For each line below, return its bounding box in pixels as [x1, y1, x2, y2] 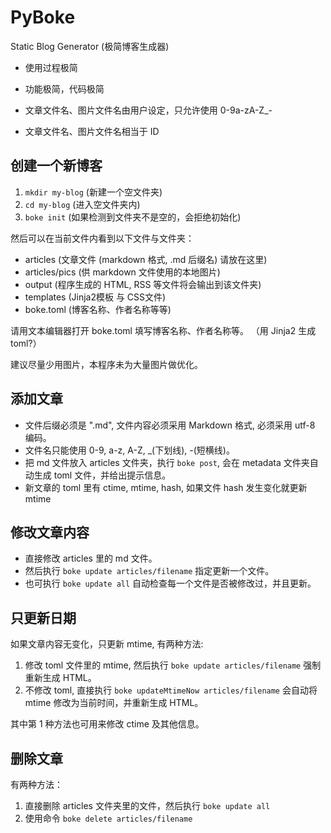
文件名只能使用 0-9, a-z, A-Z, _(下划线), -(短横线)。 [24, 444, 235, 456]
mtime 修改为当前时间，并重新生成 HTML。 [24, 697, 204, 709]
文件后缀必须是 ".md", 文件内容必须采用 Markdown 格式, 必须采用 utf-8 [24, 419, 316, 431]
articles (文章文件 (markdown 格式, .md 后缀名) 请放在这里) [24, 253, 268, 265]
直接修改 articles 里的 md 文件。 [24, 552, 158, 565]
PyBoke [10, 6, 76, 29]
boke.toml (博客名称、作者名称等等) [24, 303, 172, 315]
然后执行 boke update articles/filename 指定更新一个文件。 [24, 565, 275, 577]
